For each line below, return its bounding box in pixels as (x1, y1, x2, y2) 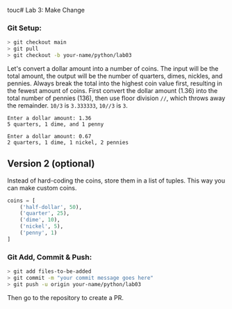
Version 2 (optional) (7, 158, 95, 169)
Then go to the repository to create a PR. (7, 293, 124, 301)
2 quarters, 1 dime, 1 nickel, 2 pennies (7, 139, 129, 146)
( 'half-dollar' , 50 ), (19, 203, 82, 210)
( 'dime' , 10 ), (19, 217, 60, 224)
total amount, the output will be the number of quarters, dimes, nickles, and (7, 72, 223, 80)
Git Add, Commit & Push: (7, 252, 92, 262)
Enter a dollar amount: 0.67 (7, 133, 92, 140)
